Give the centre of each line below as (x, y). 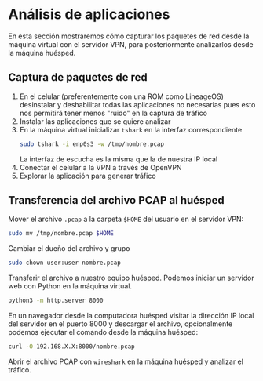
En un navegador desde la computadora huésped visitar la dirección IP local (131, 316)
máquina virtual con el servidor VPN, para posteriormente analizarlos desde (131, 44)
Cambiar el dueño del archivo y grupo (69, 249)
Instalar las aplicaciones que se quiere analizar (95, 121)
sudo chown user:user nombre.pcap (65, 263)
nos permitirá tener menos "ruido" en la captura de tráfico (113, 113)
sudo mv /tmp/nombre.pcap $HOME (61, 234)
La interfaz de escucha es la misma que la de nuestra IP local (119, 159)
